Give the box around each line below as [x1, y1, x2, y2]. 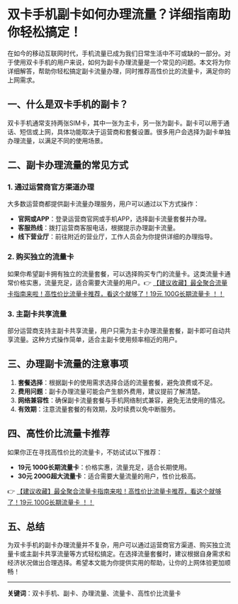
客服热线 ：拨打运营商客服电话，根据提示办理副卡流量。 [17, 224, 179, 232]
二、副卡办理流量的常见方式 [7, 159, 129, 171]
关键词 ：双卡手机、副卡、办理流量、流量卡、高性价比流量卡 [7, 589, 181, 598]
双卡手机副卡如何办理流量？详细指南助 [7, 6, 232, 23]
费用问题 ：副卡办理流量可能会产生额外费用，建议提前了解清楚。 [17, 387, 204, 395]
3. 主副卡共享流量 [7, 309, 67, 319]
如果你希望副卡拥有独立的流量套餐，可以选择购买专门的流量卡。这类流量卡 [7, 269, 225, 278]
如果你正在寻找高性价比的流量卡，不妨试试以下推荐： [7, 448, 163, 456]
